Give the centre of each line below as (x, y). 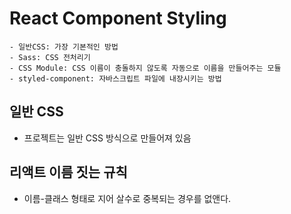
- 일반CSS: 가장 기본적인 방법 (64, 47)
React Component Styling (118, 18)
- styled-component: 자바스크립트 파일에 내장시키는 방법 (115, 78)
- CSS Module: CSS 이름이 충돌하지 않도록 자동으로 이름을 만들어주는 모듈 (145, 68)
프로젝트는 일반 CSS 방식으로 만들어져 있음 (107, 138)
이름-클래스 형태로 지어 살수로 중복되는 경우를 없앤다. (127, 198)
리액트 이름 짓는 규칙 (68, 172)
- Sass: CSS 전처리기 (50, 57)
